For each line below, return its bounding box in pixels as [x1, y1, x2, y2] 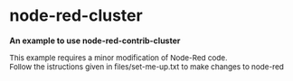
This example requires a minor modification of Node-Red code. [9, 52, 228, 63]
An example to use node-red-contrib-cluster [9, 35, 181, 46]
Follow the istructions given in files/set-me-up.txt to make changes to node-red [9, 61, 285, 72]
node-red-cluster [9, 5, 143, 26]
